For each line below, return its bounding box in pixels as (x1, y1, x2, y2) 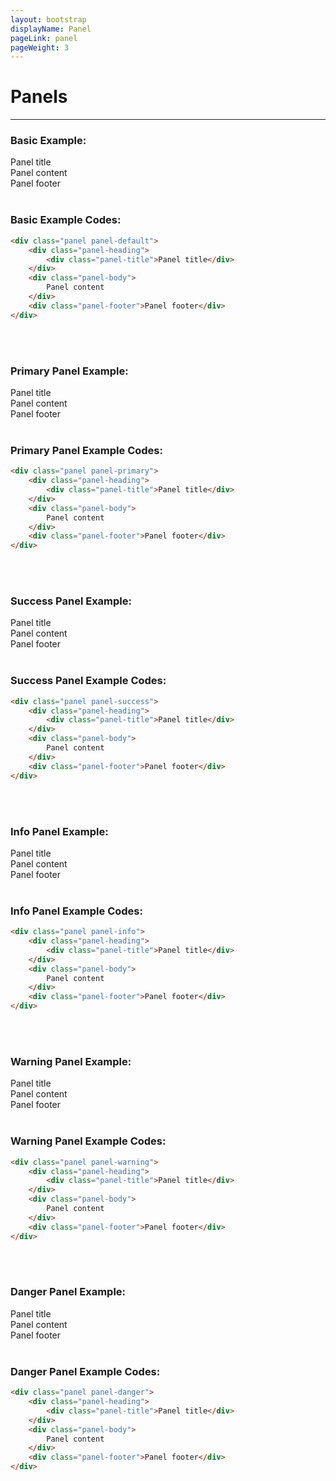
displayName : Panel (10, 24, 92, 34)
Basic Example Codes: (10, 213, 122, 227)
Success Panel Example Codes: (10, 674, 167, 688)
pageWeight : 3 (10, 42, 70, 53)
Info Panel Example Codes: (10, 904, 143, 918)
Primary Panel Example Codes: (10, 443, 163, 457)
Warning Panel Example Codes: (10, 1134, 167, 1148)
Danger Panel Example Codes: (10, 1364, 161, 1378)
